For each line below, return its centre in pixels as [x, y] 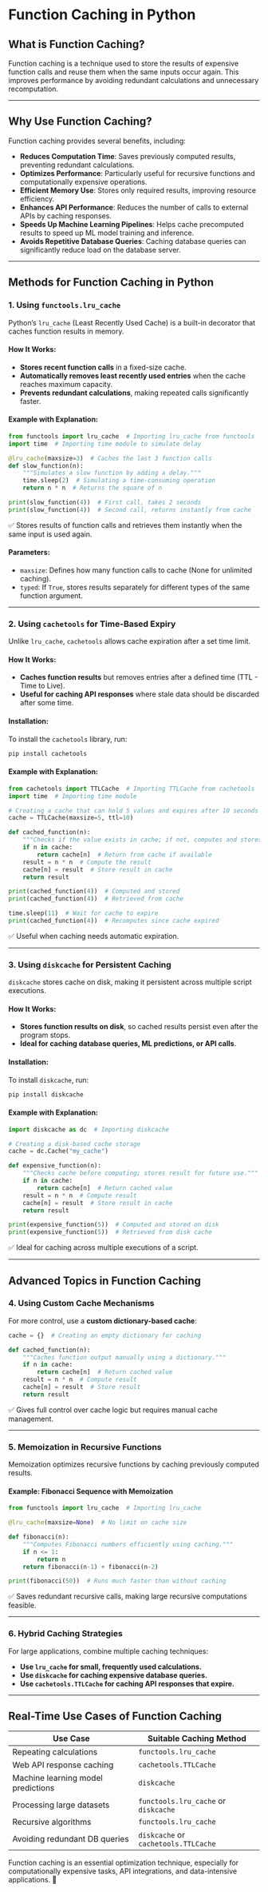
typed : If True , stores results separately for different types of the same [135, 587]
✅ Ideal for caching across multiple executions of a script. [103, 1247]
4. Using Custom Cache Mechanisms [81, 1303]
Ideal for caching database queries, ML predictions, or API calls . [128, 1044]
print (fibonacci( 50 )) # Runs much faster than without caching [117, 1581]
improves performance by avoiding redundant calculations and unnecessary [134, 80]
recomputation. [33, 89]
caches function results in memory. [66, 331]
